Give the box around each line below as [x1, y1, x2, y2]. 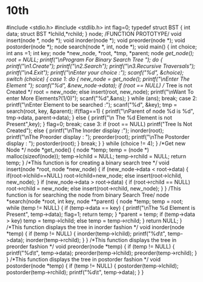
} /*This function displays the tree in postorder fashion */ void [6, 255, 161, 263]
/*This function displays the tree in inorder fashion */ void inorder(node [6, 223, 185, 230]
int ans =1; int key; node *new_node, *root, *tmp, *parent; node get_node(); [6, 49, 195, 56]
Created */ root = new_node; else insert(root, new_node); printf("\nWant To [6, 88, 194, 95]
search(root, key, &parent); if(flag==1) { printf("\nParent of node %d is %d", [6, 107, 195, 115]
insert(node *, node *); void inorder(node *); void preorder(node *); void [6, 36, 185, 44]
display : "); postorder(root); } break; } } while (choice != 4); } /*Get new [6, 139, 186, 147]
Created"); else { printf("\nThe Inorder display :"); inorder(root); [6, 127, 164, 134]
